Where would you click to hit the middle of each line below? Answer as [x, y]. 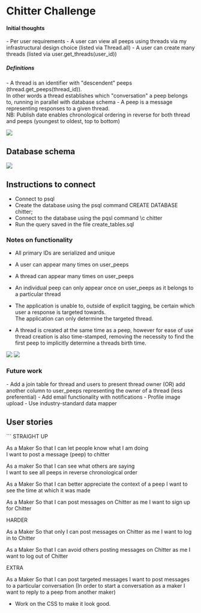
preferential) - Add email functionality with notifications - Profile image [94, 397]
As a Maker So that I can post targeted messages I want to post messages [98, 579]
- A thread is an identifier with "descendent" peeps [69, 83]
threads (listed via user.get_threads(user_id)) [61, 54]
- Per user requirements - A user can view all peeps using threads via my [97, 41]
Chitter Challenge [51, 11]
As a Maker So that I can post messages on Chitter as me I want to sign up [98, 502]
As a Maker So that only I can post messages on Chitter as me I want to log [99, 532]
